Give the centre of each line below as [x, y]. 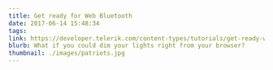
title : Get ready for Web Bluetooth [70, 16]
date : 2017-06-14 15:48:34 [54, 23]
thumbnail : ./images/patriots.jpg [67, 53]
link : [17, 38]
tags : [17, 31]
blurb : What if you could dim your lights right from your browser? [127, 46]
